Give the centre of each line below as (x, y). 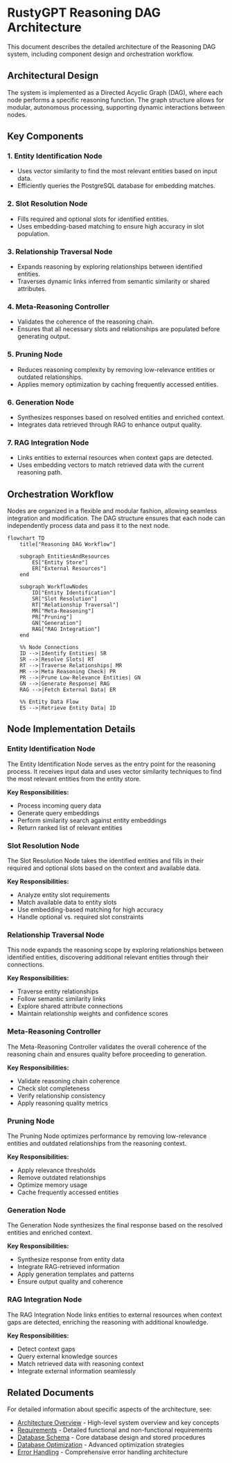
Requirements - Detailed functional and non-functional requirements (115, 1430)
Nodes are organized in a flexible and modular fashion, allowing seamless (112, 511)
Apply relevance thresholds (56, 1170)
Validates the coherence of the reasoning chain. (86, 322)
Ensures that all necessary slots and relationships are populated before (118, 329)
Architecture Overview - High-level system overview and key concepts (118, 1423)
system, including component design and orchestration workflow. (100, 54)
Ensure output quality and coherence (70, 1282)
